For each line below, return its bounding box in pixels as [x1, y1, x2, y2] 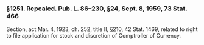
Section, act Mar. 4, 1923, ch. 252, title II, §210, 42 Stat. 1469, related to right [6, 26, 198, 33]
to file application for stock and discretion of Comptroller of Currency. [6, 32, 181, 40]
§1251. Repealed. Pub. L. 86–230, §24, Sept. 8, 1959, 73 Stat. [6, 4, 188, 13]
